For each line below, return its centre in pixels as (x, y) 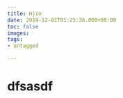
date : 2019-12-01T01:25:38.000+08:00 (62, 20)
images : (18, 33)
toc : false (23, 26)
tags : (15, 40)
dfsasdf (30, 87)
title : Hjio (24, 14)
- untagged (23, 46)
